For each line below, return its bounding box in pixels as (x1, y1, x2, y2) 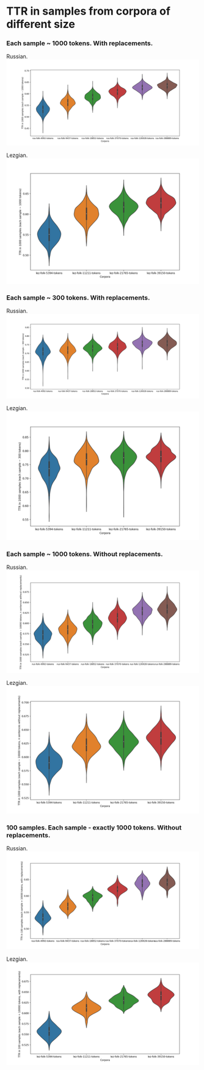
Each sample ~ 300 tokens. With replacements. (6, 293, 150, 302)
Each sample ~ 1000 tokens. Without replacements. (6, 550, 163, 558)
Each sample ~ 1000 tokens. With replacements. (6, 39, 153, 48)
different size (6, 17, 75, 31)
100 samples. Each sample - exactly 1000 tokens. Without (6, 823, 182, 831)
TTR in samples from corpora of (6, 4, 171, 18)
